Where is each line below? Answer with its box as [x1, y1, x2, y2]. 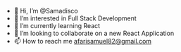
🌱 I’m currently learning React [13, 22, 101, 30]
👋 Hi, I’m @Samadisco [13, 7, 79, 15]
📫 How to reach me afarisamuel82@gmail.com [13, 37, 152, 45]
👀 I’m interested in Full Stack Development [13, 14, 137, 22]
